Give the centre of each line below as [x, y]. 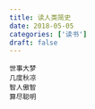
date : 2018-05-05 [42, 26]
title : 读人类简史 [40, 17]
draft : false [34, 42]
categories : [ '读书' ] [48, 34]
